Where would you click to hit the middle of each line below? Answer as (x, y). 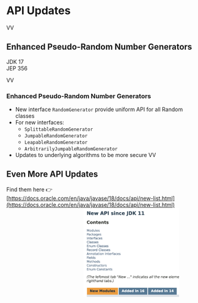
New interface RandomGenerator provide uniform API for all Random (99, 109)
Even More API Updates (52, 175)
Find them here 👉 (30, 189)
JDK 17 (15, 61)
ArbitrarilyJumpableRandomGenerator (71, 149)
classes (25, 116)
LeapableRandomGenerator (56, 143)
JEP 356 (17, 68)
